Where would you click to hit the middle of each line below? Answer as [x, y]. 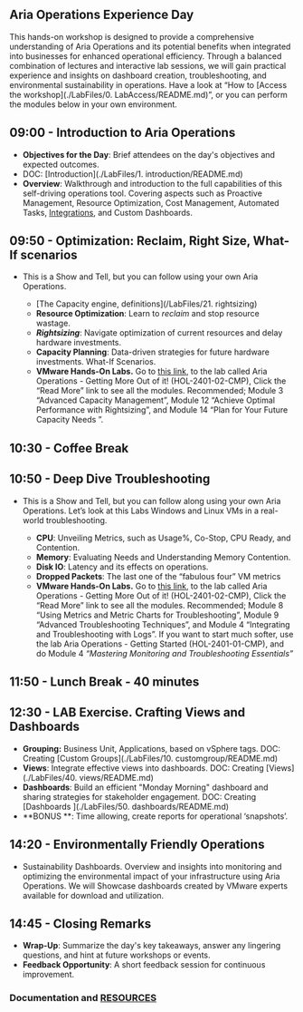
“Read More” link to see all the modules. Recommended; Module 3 [160, 391]
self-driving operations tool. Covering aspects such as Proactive [142, 193]
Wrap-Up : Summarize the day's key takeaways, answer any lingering [151, 946]
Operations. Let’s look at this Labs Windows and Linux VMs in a [141, 511]
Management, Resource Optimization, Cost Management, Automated [151, 202]
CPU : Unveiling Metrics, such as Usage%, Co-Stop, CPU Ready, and [163, 538]
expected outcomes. [61, 164]
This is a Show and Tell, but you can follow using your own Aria [140, 277]
